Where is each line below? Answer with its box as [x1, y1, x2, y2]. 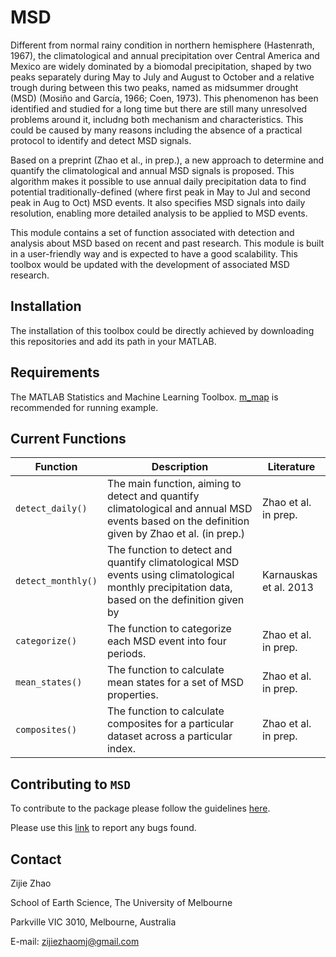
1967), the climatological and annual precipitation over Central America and [10, 49, 320, 61]
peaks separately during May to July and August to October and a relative [10, 71, 315, 83]
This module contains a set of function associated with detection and [10, 226, 295, 238]
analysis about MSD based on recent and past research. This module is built [10, 237, 325, 249]
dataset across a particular [106, 729, 233, 743]
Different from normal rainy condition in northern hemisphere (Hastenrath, [10, 39, 315, 51]
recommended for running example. [10, 401, 159, 413]
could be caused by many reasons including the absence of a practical [10, 124, 303, 136]
